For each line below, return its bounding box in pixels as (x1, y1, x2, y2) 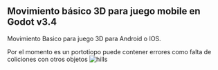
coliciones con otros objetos (7, 55, 88, 63)
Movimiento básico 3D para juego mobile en (7, 5, 201, 17)
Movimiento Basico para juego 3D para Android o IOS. (7, 34, 161, 43)
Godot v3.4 (7, 16, 57, 28)
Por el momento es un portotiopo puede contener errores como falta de (7, 47, 212, 56)
